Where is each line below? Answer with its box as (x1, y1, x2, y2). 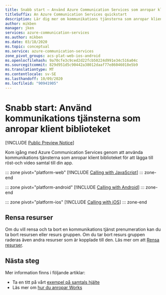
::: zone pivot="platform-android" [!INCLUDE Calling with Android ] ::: (5, 184, 145, 190)
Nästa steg (5, 256, 40, 265)
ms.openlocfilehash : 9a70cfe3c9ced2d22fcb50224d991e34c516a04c (5, 58, 138, 63)
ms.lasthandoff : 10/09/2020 (5, 76, 63, 81)
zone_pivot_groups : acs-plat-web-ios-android (5, 53, 100, 58)
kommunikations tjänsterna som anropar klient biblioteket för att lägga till (5, 154, 153, 160)
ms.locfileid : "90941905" (5, 81, 58, 86)
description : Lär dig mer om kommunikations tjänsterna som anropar (5, 16, 149, 21)
